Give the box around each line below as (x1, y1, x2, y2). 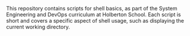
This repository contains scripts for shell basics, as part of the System (6, 5, 178, 12)
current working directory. (6, 23, 70, 30)
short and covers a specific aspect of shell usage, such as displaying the (6, 17, 184, 24)
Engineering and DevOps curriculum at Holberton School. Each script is (6, 11, 181, 18)
